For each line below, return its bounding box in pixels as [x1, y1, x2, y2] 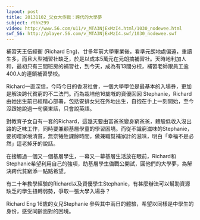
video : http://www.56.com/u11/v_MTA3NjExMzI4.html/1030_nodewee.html [6, 25, 183, 32]
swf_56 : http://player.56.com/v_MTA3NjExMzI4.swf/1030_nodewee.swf [6, 31, 177, 37]
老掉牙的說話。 [21, 140, 58, 147]
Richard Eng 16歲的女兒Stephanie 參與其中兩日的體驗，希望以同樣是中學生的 [6, 200, 194, 208]
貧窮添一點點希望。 [21, 168, 69, 175]
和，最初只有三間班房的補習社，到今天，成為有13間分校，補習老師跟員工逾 [6, 63, 189, 70]
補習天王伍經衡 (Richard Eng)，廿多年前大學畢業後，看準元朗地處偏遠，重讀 [6, 48, 192, 55]
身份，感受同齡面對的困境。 [6, 208, 74, 215]
